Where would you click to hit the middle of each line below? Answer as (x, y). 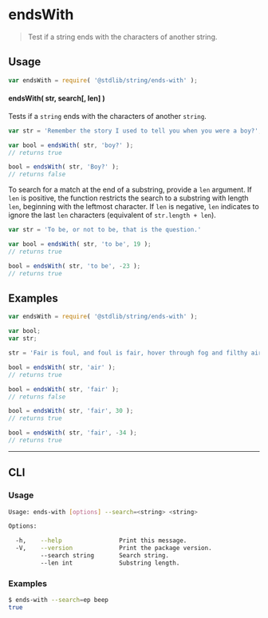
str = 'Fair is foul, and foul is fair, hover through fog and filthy (128, 353)
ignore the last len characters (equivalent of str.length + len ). (112, 215)
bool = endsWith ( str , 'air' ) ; (62, 367)
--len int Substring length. (110, 563)
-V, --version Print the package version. (114, 549)
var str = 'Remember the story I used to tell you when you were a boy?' (134, 131)
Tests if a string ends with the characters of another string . (108, 116)
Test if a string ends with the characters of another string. (122, 37)
